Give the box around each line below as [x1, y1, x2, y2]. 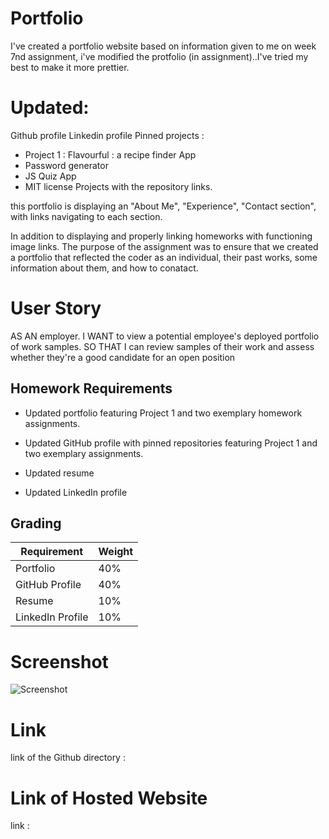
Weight [98, 545, 134, 559]
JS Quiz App [24, 170, 77, 182]
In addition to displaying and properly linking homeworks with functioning [10, 230, 313, 242]
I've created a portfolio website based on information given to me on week [10, 40, 317, 52]
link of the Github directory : [10, 752, 126, 764]
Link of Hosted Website [10, 787, 208, 809]
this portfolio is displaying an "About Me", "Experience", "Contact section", [10, 200, 317, 212]
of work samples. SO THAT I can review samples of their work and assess [10, 340, 315, 352]
